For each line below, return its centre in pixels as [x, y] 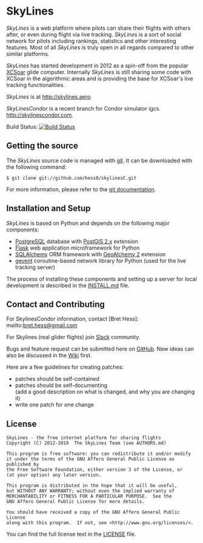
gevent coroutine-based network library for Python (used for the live [101, 261]
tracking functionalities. [36, 85]
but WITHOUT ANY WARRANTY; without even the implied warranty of [90, 491]
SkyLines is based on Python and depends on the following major [88, 223]
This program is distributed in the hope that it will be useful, [92, 486]
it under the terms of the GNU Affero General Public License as [90, 459]
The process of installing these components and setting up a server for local [101, 279]
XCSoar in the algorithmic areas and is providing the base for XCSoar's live [100, 78]
